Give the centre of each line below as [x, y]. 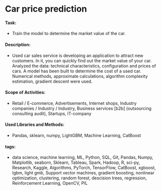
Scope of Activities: [25, 92]
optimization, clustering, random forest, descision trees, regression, [79, 178]
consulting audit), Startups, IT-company [52, 113]
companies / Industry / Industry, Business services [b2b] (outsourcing [82, 108]
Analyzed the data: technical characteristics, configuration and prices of [84, 66]
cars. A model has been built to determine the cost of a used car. [77, 71]
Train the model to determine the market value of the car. [69, 34]
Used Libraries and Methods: [35, 124]
